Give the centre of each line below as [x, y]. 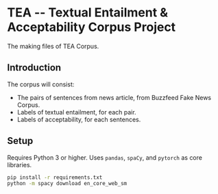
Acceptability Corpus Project [92, 27]
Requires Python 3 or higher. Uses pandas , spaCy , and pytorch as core [105, 157]
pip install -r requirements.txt [55, 177]
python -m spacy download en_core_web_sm [67, 184]
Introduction [34, 68]
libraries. [20, 165]
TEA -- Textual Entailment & [88, 13]
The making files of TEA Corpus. [53, 46]
